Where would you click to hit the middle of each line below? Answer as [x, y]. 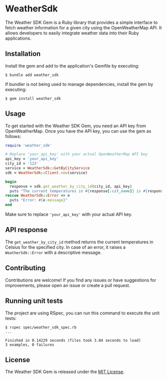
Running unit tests [34, 301]
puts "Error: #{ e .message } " [39, 200]
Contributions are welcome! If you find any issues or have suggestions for [81, 280]
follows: [13, 136]
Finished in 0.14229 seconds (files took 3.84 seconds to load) [73, 340]
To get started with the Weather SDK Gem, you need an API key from [76, 126]
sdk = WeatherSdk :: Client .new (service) [46, 173]
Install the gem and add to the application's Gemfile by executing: [72, 66]
